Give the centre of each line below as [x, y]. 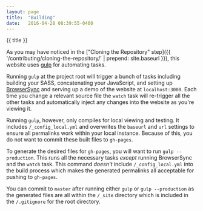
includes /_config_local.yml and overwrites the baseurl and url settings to [101, 127]
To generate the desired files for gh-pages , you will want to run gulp [90, 151]
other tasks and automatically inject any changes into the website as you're [100, 102]
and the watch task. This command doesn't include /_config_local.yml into [100, 164]
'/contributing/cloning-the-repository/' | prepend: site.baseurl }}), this [93, 59]
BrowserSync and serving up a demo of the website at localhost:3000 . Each [101, 89]
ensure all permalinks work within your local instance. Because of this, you [99, 133]
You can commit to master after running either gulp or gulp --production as [100, 189]
